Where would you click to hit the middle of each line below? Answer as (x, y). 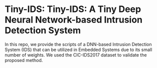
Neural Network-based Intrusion (74, 20)
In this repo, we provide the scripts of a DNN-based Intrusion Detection (78, 44)
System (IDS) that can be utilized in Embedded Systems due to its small (78, 49)
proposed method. (24, 60)
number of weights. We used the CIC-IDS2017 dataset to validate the (76, 55)
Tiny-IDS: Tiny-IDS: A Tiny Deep (73, 9)
